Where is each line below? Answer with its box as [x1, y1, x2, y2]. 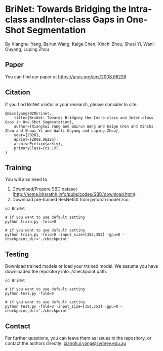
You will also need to [5, 176, 47, 182]
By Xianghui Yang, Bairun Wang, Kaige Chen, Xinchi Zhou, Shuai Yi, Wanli [5, 41, 155, 47]
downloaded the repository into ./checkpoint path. [5, 269, 107, 275]
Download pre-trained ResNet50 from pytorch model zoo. [12, 197, 130, 203]
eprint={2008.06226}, [14, 137, 58, 142]
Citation [5, 88, 31, 97]
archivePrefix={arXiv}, [14, 141, 63, 146]
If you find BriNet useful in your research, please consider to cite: [5, 101, 138, 107]
